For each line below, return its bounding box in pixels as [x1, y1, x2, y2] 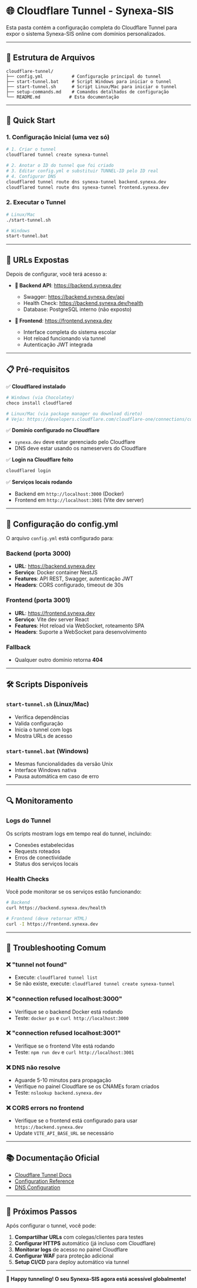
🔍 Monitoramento [6, 796, 73, 806]
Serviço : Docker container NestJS [14, 569, 98, 576]
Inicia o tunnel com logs [14, 726, 72, 733]
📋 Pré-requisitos [6, 364, 70, 374]
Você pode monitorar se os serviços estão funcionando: [6, 888, 142, 895]
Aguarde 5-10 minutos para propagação [14, 1077, 111, 1084]
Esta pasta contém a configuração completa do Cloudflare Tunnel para [6, 24, 178, 31]
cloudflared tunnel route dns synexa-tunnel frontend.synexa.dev [6, 184, 169, 190]
